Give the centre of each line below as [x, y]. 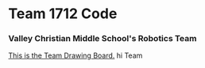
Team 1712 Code [63, 14]
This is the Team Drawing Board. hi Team [75, 55]
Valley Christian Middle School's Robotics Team [102, 39]
